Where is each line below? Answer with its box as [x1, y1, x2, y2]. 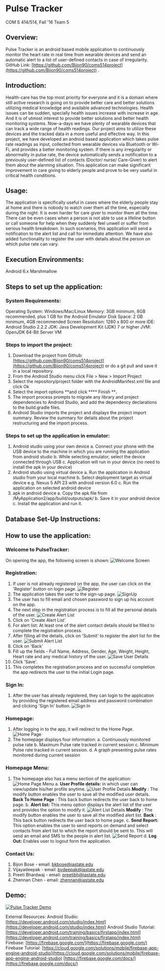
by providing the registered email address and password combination [12, 698, 153, 704]
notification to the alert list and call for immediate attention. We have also [5, 231, 153, 237]
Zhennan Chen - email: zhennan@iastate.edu [12, 877, 104, 883]
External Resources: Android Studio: [5, 914, 79, 920]
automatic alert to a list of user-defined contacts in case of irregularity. [5, 57, 148, 63]
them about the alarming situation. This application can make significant [5, 162, 151, 168]
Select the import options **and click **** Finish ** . [12, 389, 118, 395]
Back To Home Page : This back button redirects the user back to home [12, 796, 158, 802]
